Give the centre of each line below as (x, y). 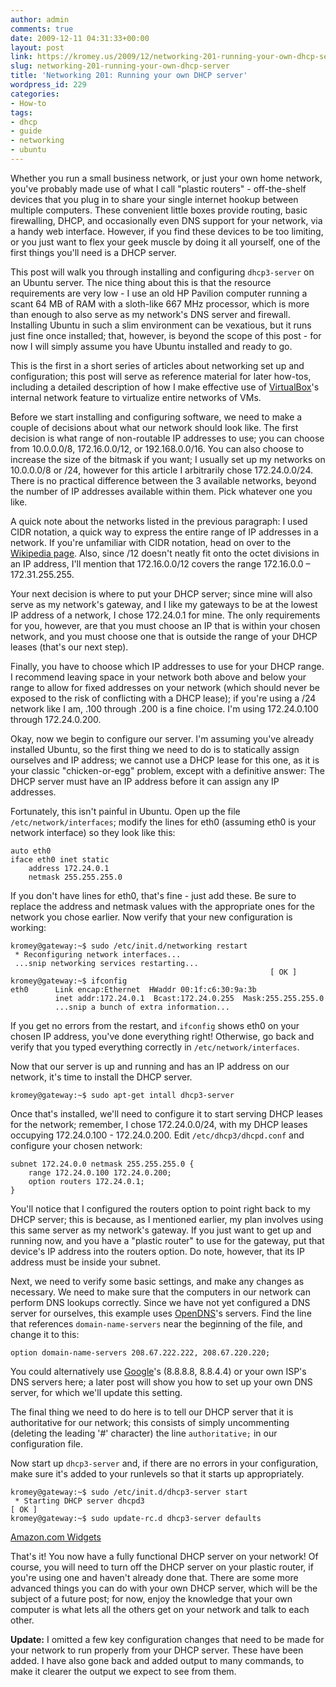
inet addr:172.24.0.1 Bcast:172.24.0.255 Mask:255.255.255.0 (189, 998)
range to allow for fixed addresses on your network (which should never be (165, 687)
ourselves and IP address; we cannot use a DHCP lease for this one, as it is (165, 760)
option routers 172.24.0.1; (86, 1181)
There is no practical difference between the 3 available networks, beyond (163, 480)
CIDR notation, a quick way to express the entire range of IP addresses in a (164, 532)
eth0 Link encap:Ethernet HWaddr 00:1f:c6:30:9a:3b (133, 989)
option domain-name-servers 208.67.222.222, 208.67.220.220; (140, 1352)
